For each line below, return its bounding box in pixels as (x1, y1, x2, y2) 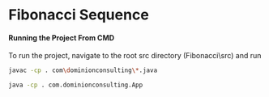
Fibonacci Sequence (8, 6, 150, 24)
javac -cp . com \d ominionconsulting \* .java (8, 66, 158, 74)
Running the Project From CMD (8, 32, 115, 42)
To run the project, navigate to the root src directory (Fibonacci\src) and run (8, 51, 262, 61)
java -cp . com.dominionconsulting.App (8, 81, 143, 90)
